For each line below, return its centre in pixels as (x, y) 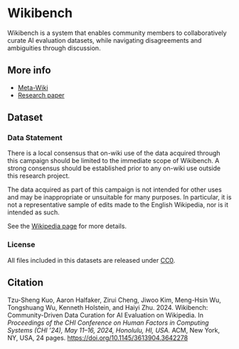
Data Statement (35, 138)
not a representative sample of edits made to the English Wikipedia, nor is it (118, 205)
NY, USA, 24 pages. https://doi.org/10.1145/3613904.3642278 (98, 338)
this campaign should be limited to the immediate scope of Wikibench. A (113, 161)
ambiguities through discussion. (54, 48)
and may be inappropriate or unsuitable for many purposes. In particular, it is (119, 197)
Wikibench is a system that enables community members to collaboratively (117, 33)
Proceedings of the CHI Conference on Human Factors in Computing (108, 323)
